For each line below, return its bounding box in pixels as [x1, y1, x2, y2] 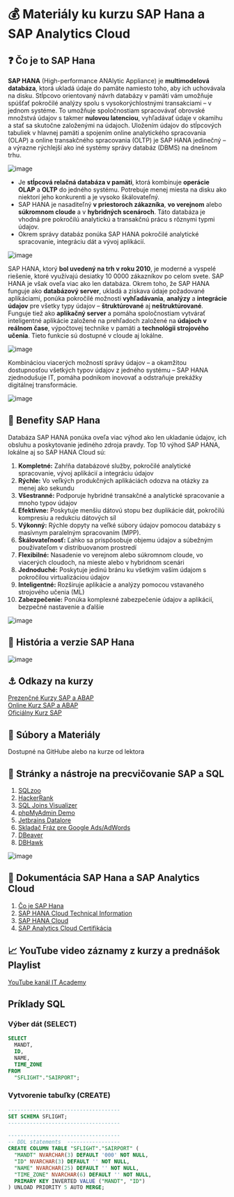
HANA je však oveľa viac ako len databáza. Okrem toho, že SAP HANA [8, 280, 210, 287]
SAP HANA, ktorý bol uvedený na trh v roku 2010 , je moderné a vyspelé [8, 264, 217, 273]
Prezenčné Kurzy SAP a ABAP [8, 694, 95, 702]
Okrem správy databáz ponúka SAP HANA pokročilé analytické [17, 230, 199, 238]
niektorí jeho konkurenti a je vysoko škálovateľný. [17, 193, 159, 201]
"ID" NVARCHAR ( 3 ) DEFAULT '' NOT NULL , [14, 1158, 130, 1165]
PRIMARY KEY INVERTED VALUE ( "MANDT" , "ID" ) [14, 1177, 146, 1184]
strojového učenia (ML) [17, 587, 85, 596]
